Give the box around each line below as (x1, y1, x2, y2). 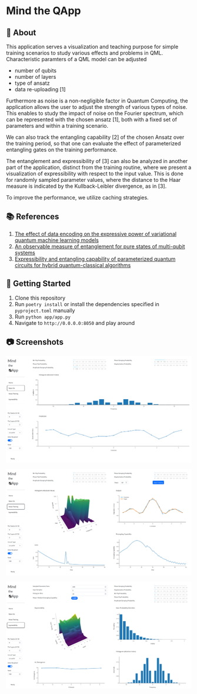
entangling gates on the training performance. (6, 146, 118, 153)
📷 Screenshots (6, 337, 64, 347)
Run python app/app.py (14, 313, 71, 320)
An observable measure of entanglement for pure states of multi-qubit (14, 243, 185, 250)
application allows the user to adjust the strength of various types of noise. (6, 104, 188, 110)
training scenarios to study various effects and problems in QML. (6, 49, 163, 57)
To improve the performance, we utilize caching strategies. (6, 194, 149, 201)
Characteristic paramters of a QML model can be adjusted (6, 56, 147, 62)
